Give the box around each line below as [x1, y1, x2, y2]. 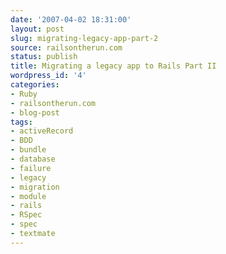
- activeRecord [10, 126, 74, 136]
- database [10, 154, 56, 164]
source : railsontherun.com [10, 42, 123, 53]
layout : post [10, 24, 65, 34]
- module [10, 191, 47, 201]
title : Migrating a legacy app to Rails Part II [10, 61, 217, 71]
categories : [10, 80, 60, 90]
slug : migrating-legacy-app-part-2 [10, 33, 159, 43]
